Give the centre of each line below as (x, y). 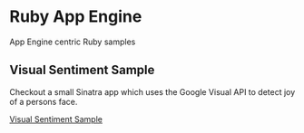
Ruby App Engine (76, 17)
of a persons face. (44, 101)
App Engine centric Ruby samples (73, 42)
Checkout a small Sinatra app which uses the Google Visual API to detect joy (152, 91)
